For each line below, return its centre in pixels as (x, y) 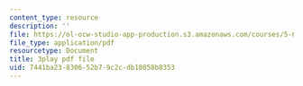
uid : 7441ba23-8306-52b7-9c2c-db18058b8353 (92, 68)
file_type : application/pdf (62, 43)
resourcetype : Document (54, 51)
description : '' (40, 26)
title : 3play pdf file (52, 59)
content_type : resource (54, 17)
